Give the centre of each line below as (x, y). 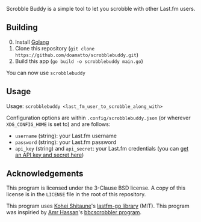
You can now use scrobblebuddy (46, 73)
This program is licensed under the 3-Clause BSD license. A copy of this (96, 188)
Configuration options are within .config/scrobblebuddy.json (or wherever (98, 118)
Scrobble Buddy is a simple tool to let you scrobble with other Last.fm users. (101, 9)
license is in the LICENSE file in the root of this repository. (76, 194)
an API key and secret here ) (49, 155)
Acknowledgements (45, 174)
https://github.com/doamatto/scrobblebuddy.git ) (77, 55)
